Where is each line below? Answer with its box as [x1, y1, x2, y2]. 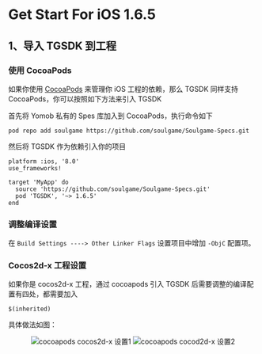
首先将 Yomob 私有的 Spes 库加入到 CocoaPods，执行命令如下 [8, 111, 214, 120]
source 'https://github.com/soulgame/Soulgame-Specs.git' [15, 185, 211, 193]
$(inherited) [8, 305, 51, 314]
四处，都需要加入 [21, 289, 78, 299]
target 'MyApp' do [8, 178, 69, 186]
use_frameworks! [8, 164, 62, 172]
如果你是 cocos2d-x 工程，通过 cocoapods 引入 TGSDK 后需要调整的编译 [8, 280, 247, 289]
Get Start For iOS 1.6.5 [8, 6, 156, 24]
